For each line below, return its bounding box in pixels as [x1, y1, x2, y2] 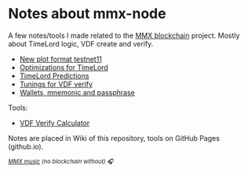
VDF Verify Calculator [19, 118, 90, 127]
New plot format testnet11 [19, 54, 102, 64]
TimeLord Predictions [19, 71, 89, 80]
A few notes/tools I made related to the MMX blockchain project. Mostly [8, 31, 240, 40]
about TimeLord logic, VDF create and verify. [8, 39, 154, 48]
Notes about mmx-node [8, 5, 166, 23]
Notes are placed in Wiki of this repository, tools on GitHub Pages [8, 133, 220, 142]
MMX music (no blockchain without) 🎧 [8, 157, 114, 165]
